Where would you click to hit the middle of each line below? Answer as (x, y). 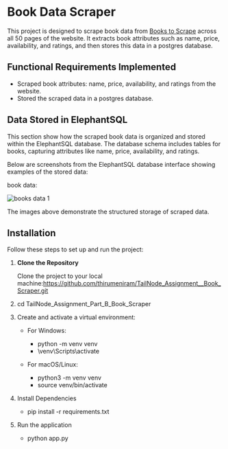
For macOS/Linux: (53, 365)
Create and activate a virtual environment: (76, 317)
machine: (30, 284)
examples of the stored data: (48, 172)
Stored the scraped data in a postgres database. (85, 98)
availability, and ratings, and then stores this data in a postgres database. (110, 45)
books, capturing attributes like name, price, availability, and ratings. (103, 151)
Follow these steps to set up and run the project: (75, 250)
